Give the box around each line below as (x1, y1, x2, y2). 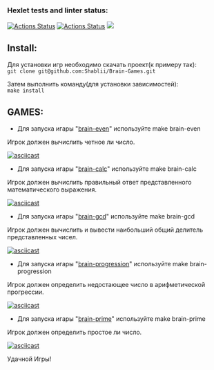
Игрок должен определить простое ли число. (7, 328, 142, 336)
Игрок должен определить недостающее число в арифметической (7, 280, 206, 288)
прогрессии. (7, 288, 44, 296)
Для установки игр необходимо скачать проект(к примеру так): (7, 61, 197, 69)
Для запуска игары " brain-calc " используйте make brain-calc (17, 165, 197, 173)
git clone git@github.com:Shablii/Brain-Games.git (7, 68, 156, 75)
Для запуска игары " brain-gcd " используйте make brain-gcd (17, 212, 195, 220)
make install (7, 87, 45, 95)
